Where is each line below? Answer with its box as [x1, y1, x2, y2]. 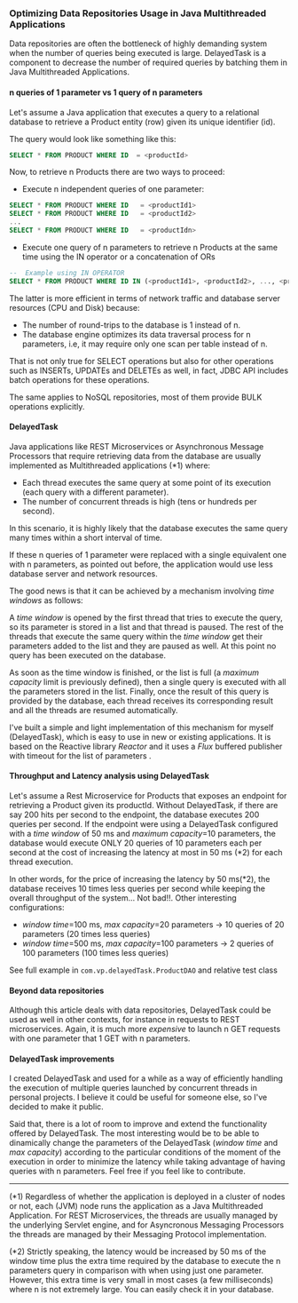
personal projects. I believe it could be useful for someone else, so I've [9, 1092, 268, 1103]
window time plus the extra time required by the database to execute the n [9, 1256, 281, 1267]
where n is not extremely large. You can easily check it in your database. [9, 1284, 274, 1295]
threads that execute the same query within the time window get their [9, 631, 263, 641]
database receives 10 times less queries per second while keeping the [9, 883, 266, 894]
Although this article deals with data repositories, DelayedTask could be [9, 1005, 271, 1015]
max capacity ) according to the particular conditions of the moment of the [9, 1147, 281, 1157]
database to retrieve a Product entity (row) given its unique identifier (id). [9, 116, 276, 127]
